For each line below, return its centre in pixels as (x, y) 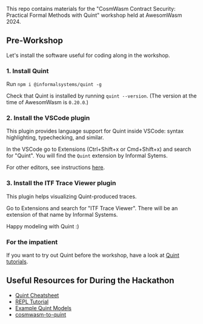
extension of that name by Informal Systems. (62, 214)
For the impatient (32, 242)
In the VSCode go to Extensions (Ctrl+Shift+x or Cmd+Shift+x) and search (99, 149)
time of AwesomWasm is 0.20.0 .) (48, 102)
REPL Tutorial (32, 302)
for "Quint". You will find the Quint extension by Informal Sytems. (87, 156)
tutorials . (17, 262)
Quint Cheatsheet (37, 295)
